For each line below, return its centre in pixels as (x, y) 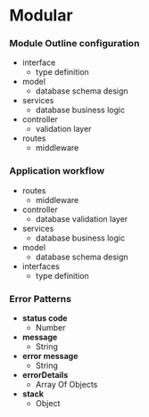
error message (50, 356)
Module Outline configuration (74, 44)
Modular (41, 16)
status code (45, 318)
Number (50, 328)
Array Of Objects (66, 385)
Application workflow (57, 171)
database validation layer (82, 218)
